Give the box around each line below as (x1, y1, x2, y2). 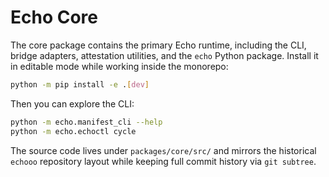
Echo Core (10, 6, 98, 29)
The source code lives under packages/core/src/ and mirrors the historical (10, 144, 317, 156)
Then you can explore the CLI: (10, 97, 135, 110)
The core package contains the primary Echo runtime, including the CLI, (10, 39, 307, 51)
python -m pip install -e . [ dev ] (10, 79, 150, 90)
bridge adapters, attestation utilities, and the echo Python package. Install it (10, 49, 319, 61)
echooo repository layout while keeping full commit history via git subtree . (10, 155, 317, 167)
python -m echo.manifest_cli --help (10, 117, 163, 127)
